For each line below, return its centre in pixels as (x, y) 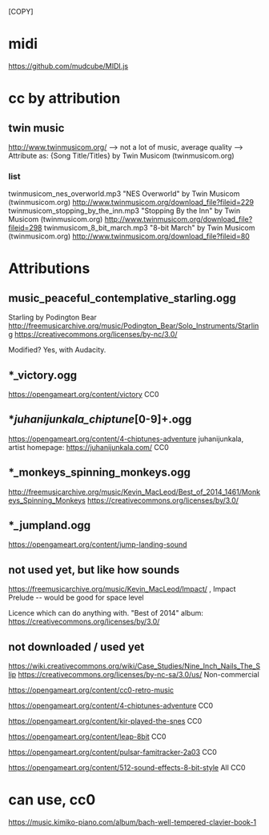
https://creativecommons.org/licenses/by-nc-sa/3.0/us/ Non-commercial (139, 675)
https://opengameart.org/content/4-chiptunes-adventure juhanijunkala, (126, 439)
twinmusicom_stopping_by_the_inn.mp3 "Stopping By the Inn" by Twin (124, 211)
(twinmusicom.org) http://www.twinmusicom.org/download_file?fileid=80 (129, 236)
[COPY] (21, 12)
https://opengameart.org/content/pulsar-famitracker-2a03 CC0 (113, 753)
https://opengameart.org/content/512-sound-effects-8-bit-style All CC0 (127, 768)
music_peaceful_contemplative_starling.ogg (122, 298)
